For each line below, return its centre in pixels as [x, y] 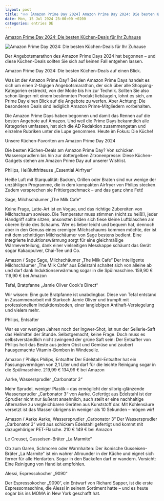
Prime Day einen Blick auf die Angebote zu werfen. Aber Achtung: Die [75, 101]
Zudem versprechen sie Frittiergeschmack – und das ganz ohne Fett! [74, 190]
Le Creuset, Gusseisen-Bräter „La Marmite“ [49, 439]
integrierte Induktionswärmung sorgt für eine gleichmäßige [64, 240]
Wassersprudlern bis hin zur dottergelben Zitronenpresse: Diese [70, 156]
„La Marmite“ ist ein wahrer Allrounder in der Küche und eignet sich [86, 454]
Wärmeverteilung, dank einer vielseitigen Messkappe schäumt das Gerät [78, 246]
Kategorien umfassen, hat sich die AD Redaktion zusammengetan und [75, 126]
